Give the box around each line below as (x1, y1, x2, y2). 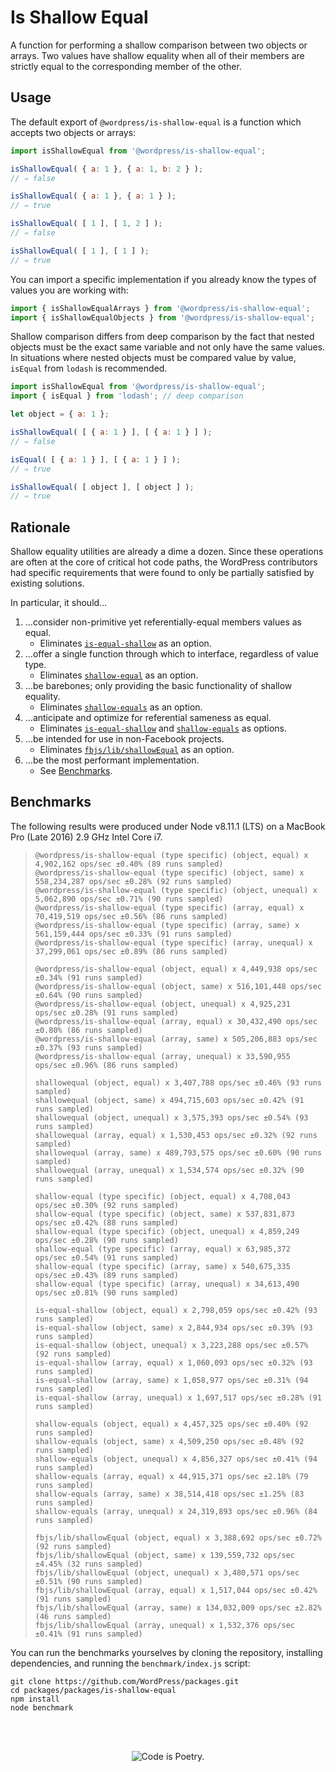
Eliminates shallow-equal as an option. (39, 669, 199, 681)
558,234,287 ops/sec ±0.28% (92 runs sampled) (34, 876, 233, 886)
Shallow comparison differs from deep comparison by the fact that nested (10, 331, 315, 343)
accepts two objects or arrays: (10, 126, 137, 138)
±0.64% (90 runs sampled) (34, 990, 143, 1000)
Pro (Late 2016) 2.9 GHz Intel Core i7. (10, 831, 163, 843)
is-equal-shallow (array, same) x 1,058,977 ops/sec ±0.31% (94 (34, 1375, 309, 1385)
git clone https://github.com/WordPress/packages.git (10, 1676, 240, 1686)
